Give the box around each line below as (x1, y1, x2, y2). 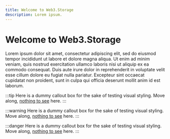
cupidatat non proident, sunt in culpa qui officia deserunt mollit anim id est (5, 77, 161, 83)
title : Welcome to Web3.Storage (5, 7, 74, 13)
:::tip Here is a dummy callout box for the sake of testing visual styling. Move (5, 92, 165, 99)
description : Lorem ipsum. (5, 12, 62, 17)
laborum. (5, 83, 24, 89)
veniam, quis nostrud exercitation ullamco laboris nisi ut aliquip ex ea (5, 61, 149, 67)
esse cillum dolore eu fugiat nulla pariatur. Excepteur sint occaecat (5, 72, 145, 78)
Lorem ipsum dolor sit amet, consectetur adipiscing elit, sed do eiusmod (5, 51, 156, 57)
